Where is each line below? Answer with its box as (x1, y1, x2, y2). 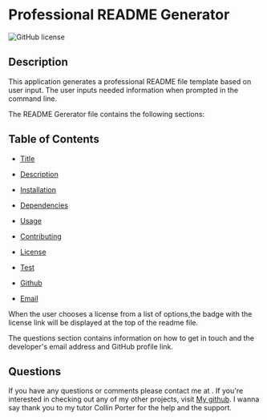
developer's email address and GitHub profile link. (8, 341, 174, 351)
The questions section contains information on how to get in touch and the (8, 333, 255, 342)
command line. (8, 94, 58, 103)
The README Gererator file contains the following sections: (8, 109, 205, 119)
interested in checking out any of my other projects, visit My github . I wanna (8, 394, 260, 404)
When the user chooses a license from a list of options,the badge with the (8, 309, 253, 318)
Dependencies (19, 200, 69, 210)
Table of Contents (8, 132, 100, 146)
